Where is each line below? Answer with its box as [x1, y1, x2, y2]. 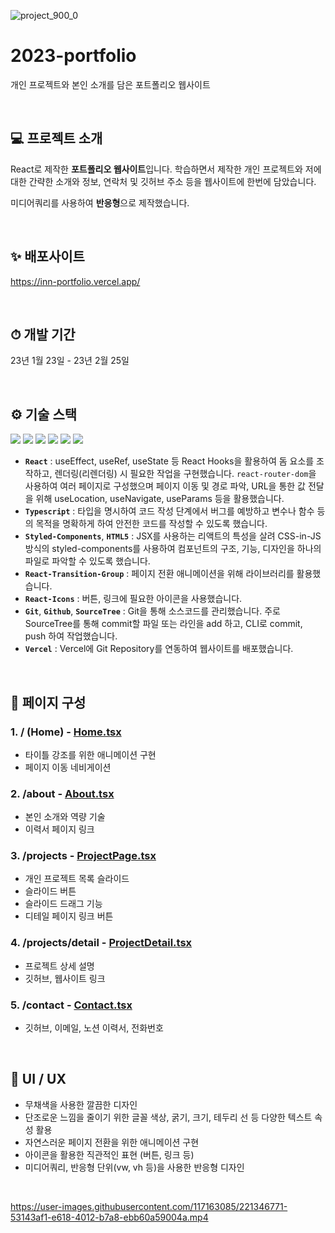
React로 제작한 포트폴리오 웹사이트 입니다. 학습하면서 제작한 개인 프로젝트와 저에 [10, 163, 322, 175]
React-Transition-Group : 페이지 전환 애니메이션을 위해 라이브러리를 [24, 568, 295, 580]
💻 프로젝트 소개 [10, 130, 103, 147]
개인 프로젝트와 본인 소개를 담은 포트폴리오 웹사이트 [10, 78, 211, 90]
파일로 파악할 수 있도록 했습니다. [24, 555, 151, 567]
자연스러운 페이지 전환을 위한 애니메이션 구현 [24, 1136, 200, 1148]
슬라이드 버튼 [24, 885, 77, 897]
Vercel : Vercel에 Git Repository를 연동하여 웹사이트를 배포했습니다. [24, 643, 294, 655]
